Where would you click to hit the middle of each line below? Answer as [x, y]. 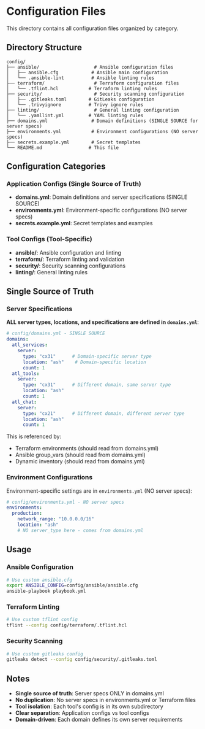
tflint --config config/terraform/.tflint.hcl [67, 625]
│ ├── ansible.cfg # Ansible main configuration [87, 72]
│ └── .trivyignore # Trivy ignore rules [75, 105]
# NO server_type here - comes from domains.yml [80, 530]
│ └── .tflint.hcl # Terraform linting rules [82, 88]
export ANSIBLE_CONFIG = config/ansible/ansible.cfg [72, 585]
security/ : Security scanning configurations [70, 266]
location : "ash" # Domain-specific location [84, 362]
